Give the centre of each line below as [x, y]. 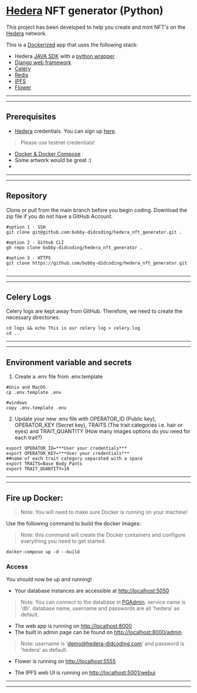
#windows [17, 403]
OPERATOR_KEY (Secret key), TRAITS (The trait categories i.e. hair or [98, 425]
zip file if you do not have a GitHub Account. [60, 216]
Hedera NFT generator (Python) [85, 11]
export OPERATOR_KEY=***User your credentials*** [68, 454]
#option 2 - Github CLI [35, 242]
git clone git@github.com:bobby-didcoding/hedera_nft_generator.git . [94, 232]
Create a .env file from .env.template [59, 377]
